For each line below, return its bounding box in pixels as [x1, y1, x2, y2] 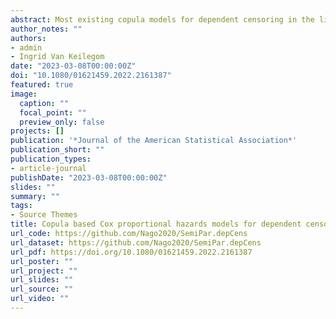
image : [10, 89, 38, 99]
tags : [10, 201, 33, 211]
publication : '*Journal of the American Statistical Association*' [10, 136, 298, 146]
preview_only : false [19, 117, 105, 127]
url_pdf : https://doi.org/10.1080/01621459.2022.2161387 [10, 247, 253, 257]
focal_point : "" [19, 107, 87, 118]
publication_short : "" [10, 145, 105, 155]
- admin [10, 42, 43, 53]
